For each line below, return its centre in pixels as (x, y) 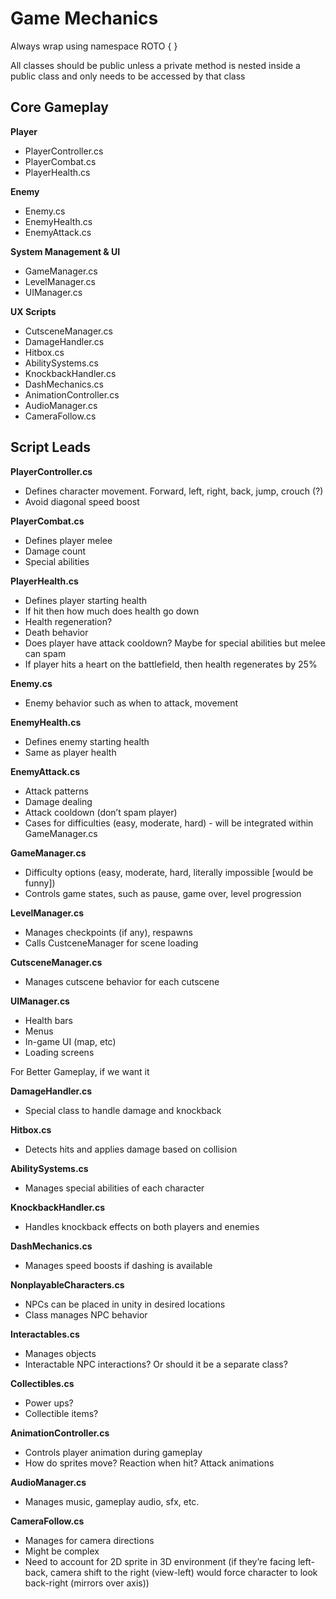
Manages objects (60, 1353)
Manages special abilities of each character (114, 1188)
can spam (45, 653)
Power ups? (49, 1403)
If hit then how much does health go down (112, 611)
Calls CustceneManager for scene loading (111, 943)
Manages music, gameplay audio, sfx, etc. (112, 1501)
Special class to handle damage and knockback (123, 1110)
